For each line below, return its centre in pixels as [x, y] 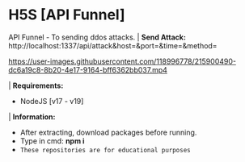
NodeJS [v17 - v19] [52, 101]
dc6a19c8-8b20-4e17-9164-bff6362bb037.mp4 [88, 69]
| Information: [32, 116]
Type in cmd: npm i [52, 141]
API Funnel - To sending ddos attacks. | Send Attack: [97, 37]
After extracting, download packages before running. [108, 132]
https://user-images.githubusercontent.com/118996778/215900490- [122, 61]
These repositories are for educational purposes [106, 150]
